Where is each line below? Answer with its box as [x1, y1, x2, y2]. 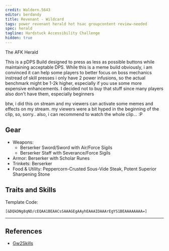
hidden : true [5, 36, 33, 41]
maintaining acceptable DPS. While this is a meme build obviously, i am [5, 64, 152, 70]
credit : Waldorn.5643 [5, 7, 51, 13]
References [5, 227, 42, 235]
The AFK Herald [5, 49, 39, 55]
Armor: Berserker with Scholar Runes [12, 155, 90, 161]
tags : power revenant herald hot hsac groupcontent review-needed [5, 21, 147, 27]
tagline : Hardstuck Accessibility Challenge [5, 31, 100, 36]
